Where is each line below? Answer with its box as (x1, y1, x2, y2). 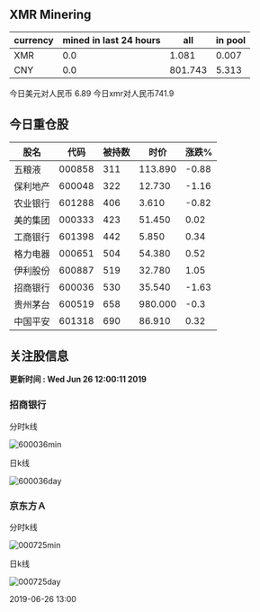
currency (13, 33, 54, 46)
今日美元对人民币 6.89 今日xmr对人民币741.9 (9, 87, 175, 98)
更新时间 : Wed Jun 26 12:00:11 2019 (9, 373, 147, 385)
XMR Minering (9, 7, 92, 22)
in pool (215, 33, 246, 46)
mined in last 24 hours (62, 33, 161, 46)
